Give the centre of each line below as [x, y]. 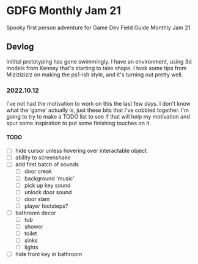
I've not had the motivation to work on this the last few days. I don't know [98, 104]
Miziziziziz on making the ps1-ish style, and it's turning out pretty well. [95, 75]
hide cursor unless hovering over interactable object [81, 151]
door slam [37, 199]
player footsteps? [46, 206]
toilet [31, 233]
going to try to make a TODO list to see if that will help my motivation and [98, 117]
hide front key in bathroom [49, 254]
